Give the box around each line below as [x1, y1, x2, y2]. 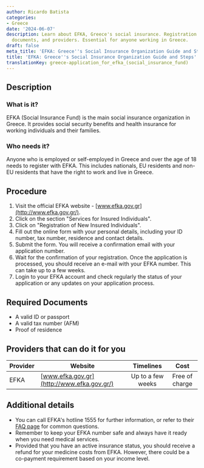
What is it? [6, 100, 38, 109]
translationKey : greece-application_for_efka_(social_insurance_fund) [6, 59, 189, 65]
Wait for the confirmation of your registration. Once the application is [15, 254, 188, 261]
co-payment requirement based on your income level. [15, 455, 150, 462]
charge [172, 379, 193, 388]
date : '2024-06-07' [6, 25, 56, 32]
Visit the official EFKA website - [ [15, 202, 98, 210]
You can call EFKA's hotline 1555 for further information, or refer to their [15, 416, 194, 423]
